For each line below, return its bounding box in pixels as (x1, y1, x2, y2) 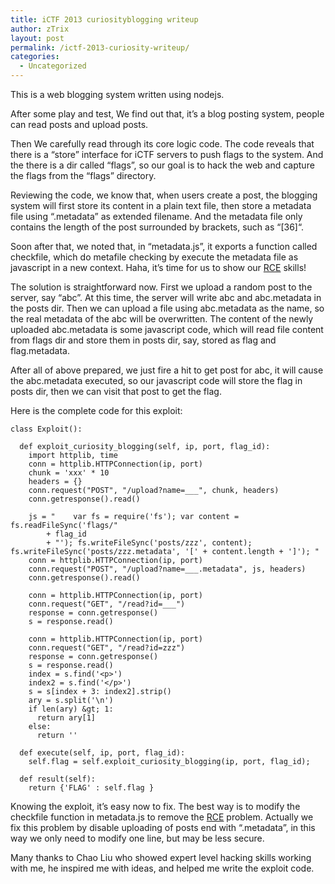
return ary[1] (36, 713, 97, 723)
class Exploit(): (10, 424, 83, 434)
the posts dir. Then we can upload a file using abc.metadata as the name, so (10, 302, 325, 314)
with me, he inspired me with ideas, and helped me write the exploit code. (10, 862, 315, 874)
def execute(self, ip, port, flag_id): (19, 748, 186, 758)
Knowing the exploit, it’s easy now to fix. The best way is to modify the (10, 801, 301, 812)
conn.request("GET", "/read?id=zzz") (28, 643, 186, 653)
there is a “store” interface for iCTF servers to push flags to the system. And (10, 149, 324, 160)
